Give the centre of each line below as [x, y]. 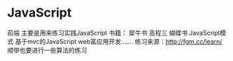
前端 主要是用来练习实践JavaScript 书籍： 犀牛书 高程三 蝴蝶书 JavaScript [114, 33]
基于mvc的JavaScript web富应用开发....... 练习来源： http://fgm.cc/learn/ [119, 41]
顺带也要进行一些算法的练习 [47, 50]
